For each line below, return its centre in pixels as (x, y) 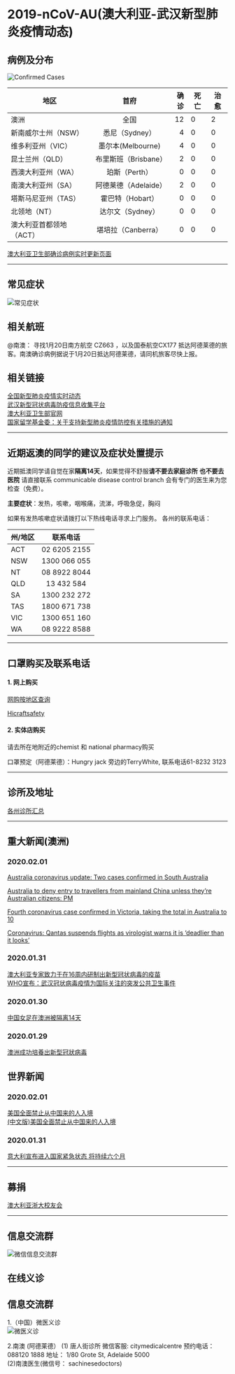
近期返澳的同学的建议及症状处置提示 (85, 453)
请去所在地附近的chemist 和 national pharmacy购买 (81, 747)
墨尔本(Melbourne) (129, 146)
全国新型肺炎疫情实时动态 (44, 396)
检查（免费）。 (27, 489)
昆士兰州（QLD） (39, 159)
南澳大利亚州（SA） (44, 185)
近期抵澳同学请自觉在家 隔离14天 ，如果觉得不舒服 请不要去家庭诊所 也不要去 (116, 471)
